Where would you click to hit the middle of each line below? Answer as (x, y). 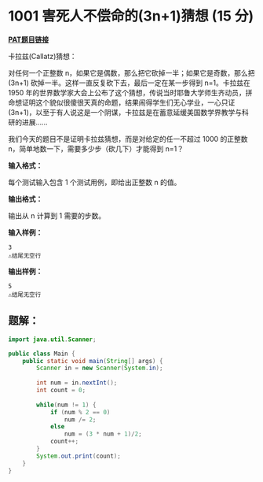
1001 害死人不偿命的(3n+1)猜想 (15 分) (131, 16)
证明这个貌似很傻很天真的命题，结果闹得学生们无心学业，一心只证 (128, 102)
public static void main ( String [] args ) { (93, 361)
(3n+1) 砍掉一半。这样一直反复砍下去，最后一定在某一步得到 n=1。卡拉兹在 (130, 83)
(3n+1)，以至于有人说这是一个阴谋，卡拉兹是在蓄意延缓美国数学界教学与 (125, 112)
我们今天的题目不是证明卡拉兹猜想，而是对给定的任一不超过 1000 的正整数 (128, 139)
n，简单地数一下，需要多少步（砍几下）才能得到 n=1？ (96, 148)
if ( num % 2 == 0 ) (80, 412)
